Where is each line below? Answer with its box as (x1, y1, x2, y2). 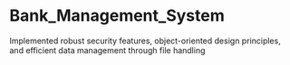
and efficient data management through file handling (9, 44, 206, 55)
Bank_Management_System (9, 5, 225, 26)
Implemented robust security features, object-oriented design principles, (9, 35, 281, 46)
